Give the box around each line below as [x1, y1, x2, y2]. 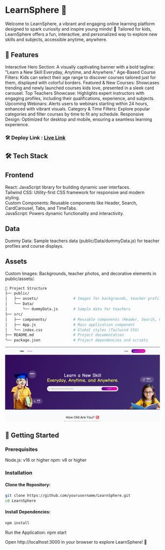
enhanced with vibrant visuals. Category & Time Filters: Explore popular [5, 106, 150, 111]
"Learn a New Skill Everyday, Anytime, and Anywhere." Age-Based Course [5, 69, 156, 75]
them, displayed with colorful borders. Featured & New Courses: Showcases [5, 79, 160, 85]
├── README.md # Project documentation [5, 332, 124, 337]
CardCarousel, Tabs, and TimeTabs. [5, 205, 78, 211]
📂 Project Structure [5, 286, 48, 291]
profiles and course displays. [5, 243, 64, 249]
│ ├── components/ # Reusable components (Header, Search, [5, 317, 157, 322]
